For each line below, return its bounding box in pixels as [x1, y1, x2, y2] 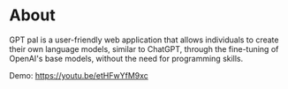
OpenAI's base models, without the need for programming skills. [9, 53, 244, 63]
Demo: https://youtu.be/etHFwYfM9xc [9, 70, 148, 80]
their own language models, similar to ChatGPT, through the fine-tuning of [9, 43, 279, 54]
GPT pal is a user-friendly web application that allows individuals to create [9, 34, 279, 45]
